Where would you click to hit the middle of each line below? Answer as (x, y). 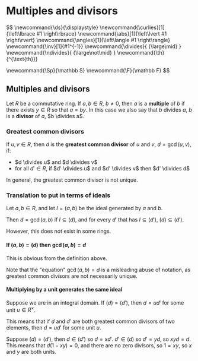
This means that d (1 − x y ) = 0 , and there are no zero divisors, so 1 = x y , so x (99, 346)
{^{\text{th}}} (22, 59)
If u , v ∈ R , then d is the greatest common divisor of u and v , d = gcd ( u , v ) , (99, 144)
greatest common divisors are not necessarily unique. (72, 276)
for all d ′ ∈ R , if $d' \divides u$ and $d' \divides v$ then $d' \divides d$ (102, 169)
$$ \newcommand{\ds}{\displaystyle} (52, 27)
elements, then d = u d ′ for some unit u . (54, 328)
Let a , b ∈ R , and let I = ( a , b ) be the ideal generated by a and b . (84, 208)
